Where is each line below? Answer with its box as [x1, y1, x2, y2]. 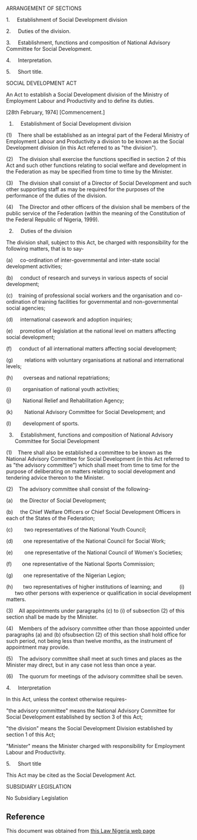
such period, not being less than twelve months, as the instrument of [6, 638, 173, 645]
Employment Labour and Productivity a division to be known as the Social [6, 138, 184, 145]
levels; [6, 363, 22, 370]
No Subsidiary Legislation [6, 795, 68, 802]
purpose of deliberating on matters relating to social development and [6, 468, 175, 475]
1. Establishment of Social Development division [6, 17, 128, 24]
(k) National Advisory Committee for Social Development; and [6, 409, 166, 416]
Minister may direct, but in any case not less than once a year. [6, 661, 156, 668]
